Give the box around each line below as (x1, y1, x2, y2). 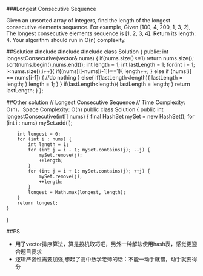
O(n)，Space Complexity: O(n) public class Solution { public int (6, 106, 164, 113)
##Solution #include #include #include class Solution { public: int (6, 48, 168, 55)
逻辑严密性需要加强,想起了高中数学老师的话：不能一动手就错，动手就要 (15, 255, 192, 263)
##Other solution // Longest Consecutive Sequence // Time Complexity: (6, 98, 186, 106)
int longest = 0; (17, 131, 61, 137)
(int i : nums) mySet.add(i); (6, 119, 73, 126)
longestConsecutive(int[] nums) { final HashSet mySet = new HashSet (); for (6, 112, 195, 120)
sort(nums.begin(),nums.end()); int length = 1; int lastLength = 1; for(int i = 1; (6, 61, 195, 68)
